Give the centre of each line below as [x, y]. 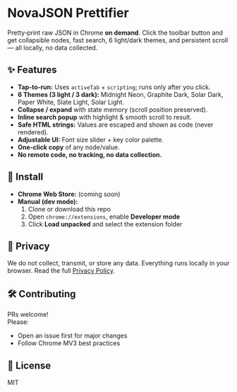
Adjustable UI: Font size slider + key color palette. [90, 139]
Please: [18, 322]
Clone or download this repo [69, 209]
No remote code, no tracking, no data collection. [90, 154]
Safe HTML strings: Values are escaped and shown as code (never [115, 125]
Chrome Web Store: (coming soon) [69, 194]
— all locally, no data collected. [53, 47]
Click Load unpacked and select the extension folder [105, 224]
